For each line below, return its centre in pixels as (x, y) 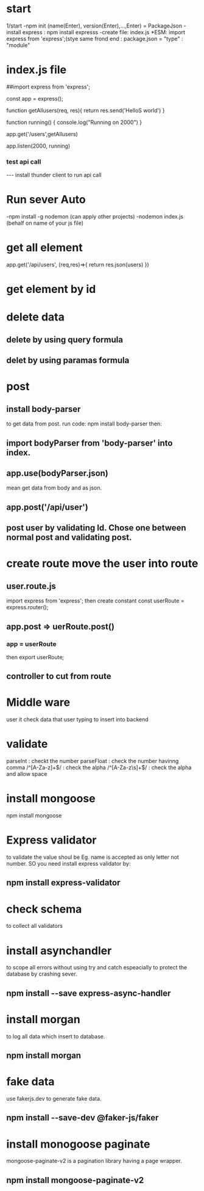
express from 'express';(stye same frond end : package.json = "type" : (95, 38)
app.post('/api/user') (47, 507)
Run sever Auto (46, 200)
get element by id (51, 289)
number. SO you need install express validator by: (69, 864)
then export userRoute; (35, 657)
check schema (44, 909)
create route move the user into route (102, 564)
